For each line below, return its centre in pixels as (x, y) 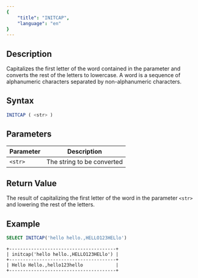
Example (23, 224)
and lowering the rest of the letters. (51, 205)
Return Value (31, 183)
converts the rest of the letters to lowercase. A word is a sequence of (94, 75)
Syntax (20, 101)
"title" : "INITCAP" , (43, 18)
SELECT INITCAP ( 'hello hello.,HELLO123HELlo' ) (67, 238)
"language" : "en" (39, 23)
